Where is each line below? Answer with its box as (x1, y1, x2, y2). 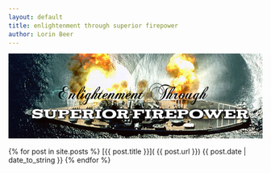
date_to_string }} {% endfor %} (8, 155, 111, 165)
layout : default (8, 13, 63, 21)
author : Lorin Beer (8, 30, 74, 38)
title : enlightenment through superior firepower (8, 21, 179, 30)
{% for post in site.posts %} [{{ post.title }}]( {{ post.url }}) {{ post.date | (8, 146, 247, 157)
